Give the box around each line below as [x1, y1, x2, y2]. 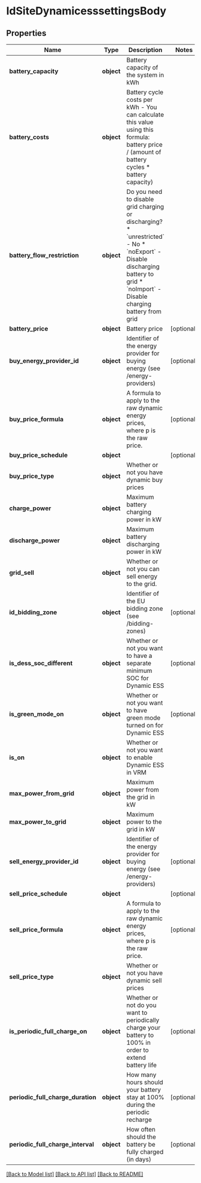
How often [126, 1126, 156, 1133]
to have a [126, 651, 153, 660]
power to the [126, 818, 162, 826]
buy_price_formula [9, 415, 64, 423]
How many [126, 1070, 157, 1079]
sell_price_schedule [9, 890, 68, 897]
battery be [126, 1140, 156, 1148]
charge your [126, 1024, 160, 1032]
